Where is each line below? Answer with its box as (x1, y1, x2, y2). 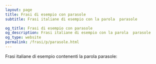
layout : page (5, 7, 32, 12)
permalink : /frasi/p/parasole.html (5, 39, 79, 45)
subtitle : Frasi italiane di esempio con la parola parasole (5, 16, 137, 21)
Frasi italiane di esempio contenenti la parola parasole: (5, 53, 117, 59)
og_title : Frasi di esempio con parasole (5, 25, 93, 30)
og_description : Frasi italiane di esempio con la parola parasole (5, 30, 151, 35)
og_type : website (5, 35, 41, 40)
